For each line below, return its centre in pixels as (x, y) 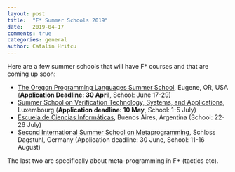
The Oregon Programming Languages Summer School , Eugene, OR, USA (123, 87)
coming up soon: (32, 74)
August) (29, 147)
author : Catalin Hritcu (42, 46)
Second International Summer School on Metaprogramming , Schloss (116, 132)
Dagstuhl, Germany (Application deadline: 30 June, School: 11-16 (111, 140)
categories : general (38, 40)
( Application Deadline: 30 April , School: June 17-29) (94, 95)
